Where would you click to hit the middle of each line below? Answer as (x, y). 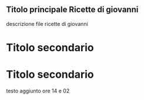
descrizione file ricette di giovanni (47, 24)
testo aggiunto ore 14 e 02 (38, 91)
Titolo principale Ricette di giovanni (72, 10)
